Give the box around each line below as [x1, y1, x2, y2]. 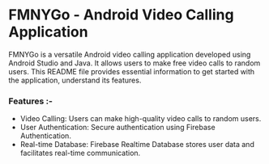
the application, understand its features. [8, 75, 142, 85]
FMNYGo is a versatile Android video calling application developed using [8, 49, 251, 59]
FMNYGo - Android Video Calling [8, 6, 234, 24]
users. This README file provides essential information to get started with [8, 66, 255, 76]
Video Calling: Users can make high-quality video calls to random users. [19, 114, 262, 124]
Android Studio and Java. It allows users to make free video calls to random [8, 58, 261, 68]
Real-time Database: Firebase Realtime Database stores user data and [19, 140, 255, 149]
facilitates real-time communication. [19, 148, 141, 158]
